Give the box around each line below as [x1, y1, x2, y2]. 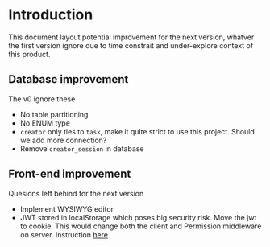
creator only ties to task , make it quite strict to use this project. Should [19, 126, 255, 136]
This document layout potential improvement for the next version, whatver [8, 32, 255, 42]
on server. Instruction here [19, 229, 109, 239]
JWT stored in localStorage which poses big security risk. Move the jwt [19, 212, 257, 222]
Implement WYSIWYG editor [19, 204, 114, 214]
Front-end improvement [8, 167, 131, 181]
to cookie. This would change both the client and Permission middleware [19, 221, 262, 231]
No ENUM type [19, 118, 71, 128]
